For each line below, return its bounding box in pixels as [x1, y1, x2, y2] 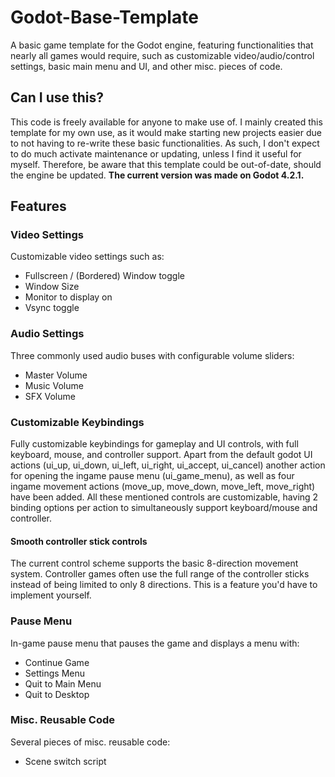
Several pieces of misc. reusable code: [10, 736, 171, 748]
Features [10, 198, 67, 215]
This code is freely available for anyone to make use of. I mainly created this [10, 116, 323, 128]
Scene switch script [24, 755, 107, 767]
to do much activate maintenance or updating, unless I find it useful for [10, 147, 302, 160]
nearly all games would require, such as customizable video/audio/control [10, 49, 315, 61]
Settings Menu [24, 667, 86, 679]
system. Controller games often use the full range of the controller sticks [10, 568, 310, 580]
